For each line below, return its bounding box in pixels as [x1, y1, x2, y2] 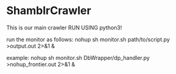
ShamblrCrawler [6, 4, 92, 18]
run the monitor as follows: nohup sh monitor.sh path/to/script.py [6, 35, 170, 43]
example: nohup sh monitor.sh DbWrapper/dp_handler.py [6, 54, 150, 61]
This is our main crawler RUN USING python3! [6, 24, 122, 31]
